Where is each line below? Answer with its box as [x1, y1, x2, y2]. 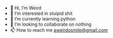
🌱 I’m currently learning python [10, 16, 76, 22]
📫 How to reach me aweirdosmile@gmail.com [10, 27, 108, 33]
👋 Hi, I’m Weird [10, 5, 42, 11]
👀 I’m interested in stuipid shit [10, 10, 73, 16]
